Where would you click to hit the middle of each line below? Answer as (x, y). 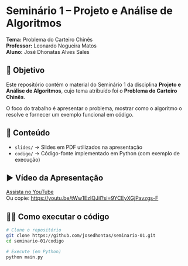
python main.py (25, 257)
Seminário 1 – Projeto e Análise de (89, 11)
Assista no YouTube (30, 192)
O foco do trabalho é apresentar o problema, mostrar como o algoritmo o (94, 108)
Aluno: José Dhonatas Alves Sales (48, 52)
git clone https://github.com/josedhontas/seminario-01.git (81, 236)
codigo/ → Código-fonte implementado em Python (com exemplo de (97, 153)
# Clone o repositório (34, 230)
